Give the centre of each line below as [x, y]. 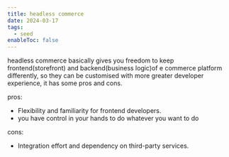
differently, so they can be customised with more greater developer [106, 76]
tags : [15, 27]
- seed [23, 34]
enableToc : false [33, 40]
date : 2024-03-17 [33, 21]
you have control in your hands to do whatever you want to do [108, 119]
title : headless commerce [45, 14]
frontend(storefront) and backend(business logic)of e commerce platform [115, 68]
